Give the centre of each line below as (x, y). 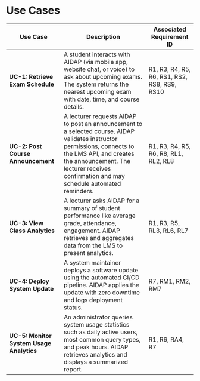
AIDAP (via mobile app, (96, 62)
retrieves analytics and (95, 354)
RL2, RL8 (161, 161)
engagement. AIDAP (92, 231)
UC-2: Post (26, 146)
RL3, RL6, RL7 (168, 231)
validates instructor (90, 139)
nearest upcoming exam (97, 91)
